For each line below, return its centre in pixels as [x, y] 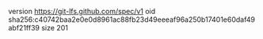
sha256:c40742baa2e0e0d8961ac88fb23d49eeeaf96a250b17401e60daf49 [132, 19]
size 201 [55, 28]
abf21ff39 [24, 28]
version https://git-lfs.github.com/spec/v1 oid [82, 11]
